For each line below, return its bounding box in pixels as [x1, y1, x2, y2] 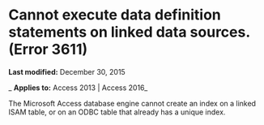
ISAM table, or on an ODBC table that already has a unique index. [8, 107, 226, 117]
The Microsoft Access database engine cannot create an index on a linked [8, 98, 257, 108]
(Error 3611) [8, 41, 88, 58]
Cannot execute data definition [8, 6, 221, 24]
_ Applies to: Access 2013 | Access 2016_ [8, 83, 148, 93]
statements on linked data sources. [8, 23, 250, 41]
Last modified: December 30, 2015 [8, 67, 126, 76]
